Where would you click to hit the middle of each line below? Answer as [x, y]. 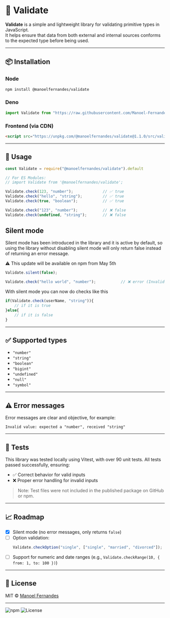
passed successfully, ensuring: [37, 465]
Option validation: [31, 537]
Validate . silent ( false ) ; [31, 273]
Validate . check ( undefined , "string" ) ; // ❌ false [66, 215]
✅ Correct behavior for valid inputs [49, 475]
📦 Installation [28, 62]
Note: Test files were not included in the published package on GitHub [91, 491]
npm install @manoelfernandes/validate [47, 89]
